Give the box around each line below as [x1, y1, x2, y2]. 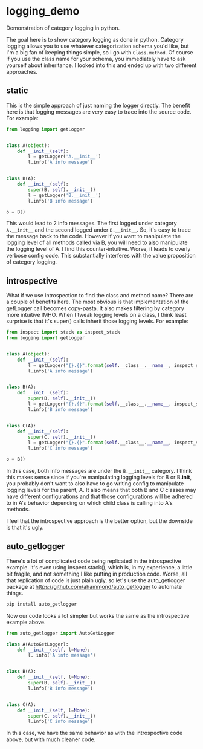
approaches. [6, 68, 38, 75]
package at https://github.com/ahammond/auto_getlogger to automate [6, 583, 182, 590]
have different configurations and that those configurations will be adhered [6, 493, 193, 500]
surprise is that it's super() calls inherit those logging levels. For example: [6, 317, 188, 325]
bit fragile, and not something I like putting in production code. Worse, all [6, 570, 187, 577]
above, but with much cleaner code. [6, 736, 96, 743]
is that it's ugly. [6, 524, 44, 531]
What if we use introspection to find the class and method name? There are [6, 292, 194, 299]
